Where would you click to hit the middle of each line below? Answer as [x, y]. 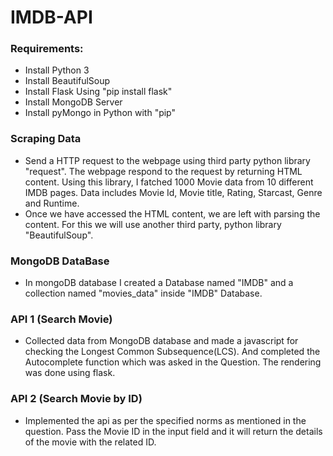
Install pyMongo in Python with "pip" [100, 113]
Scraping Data [46, 139]
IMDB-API [51, 17]
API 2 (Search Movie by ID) [76, 399]
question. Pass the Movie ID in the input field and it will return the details [173, 431]
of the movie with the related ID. [90, 442]
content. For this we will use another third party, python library [153, 224]
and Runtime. [52, 203]
